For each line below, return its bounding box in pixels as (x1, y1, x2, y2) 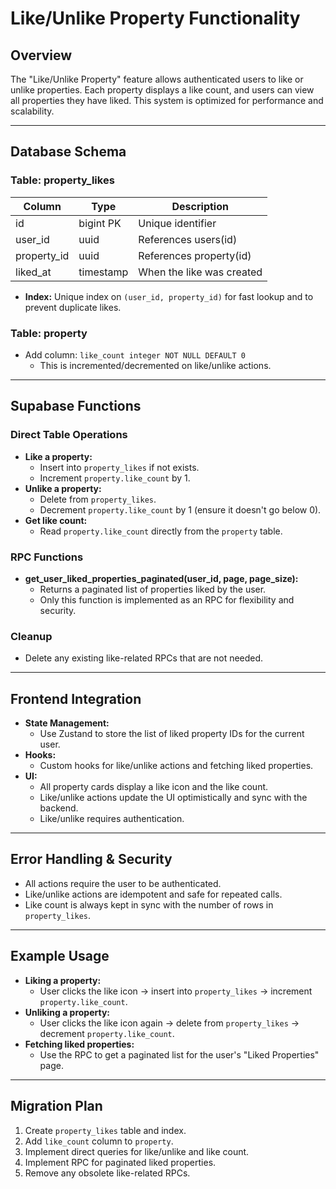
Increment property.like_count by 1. (39, 472, 191, 484)
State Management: (24, 717, 110, 729)
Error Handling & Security (10, 851, 173, 868)
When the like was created (138, 265, 263, 279)
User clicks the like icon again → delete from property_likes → (39, 1017, 300, 1029)
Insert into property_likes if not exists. (39, 461, 200, 473)
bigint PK (78, 216, 122, 230)
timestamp (78, 265, 129, 279)
